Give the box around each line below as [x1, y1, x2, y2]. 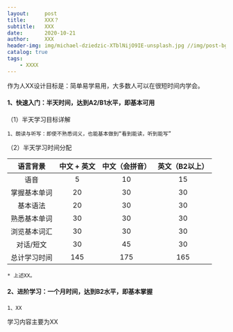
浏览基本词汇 [10, 226, 53, 236]
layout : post [7, 10, 58, 17]
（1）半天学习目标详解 [7, 115, 71, 123]
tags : [7, 55, 23, 62]
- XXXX [19, 62, 39, 68]
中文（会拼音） [101, 161, 151, 171]
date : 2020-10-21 [7, 29, 76, 37]
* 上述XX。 [7, 272, 36, 279]
